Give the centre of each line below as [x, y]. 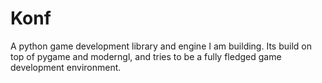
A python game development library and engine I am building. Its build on [161, 46]
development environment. [66, 67]
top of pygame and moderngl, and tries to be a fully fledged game [146, 56]
